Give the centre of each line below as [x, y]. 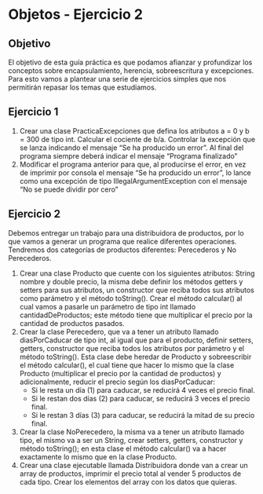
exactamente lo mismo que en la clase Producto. [98, 456]
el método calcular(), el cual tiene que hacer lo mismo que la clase [127, 365]
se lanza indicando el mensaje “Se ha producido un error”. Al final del [131, 148]
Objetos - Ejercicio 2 [76, 15]
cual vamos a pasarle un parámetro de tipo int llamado [108, 306]
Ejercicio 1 [33, 112]
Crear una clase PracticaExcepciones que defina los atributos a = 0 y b [134, 130]
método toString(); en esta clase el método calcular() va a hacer [123, 448]
